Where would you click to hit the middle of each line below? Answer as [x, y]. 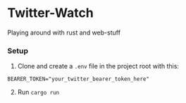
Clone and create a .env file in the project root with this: [98, 66]
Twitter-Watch [50, 13]
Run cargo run [38, 92]
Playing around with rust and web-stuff [64, 32]
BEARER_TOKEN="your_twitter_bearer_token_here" [79, 79]
